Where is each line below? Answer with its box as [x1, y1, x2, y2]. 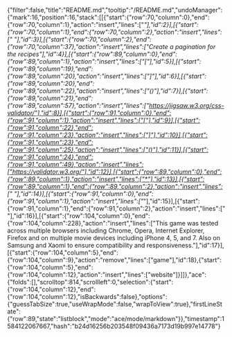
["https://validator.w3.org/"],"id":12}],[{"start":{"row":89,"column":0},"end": [7, 167, 222, 176]
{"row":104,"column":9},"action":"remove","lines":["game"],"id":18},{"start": [7, 256, 222, 264]
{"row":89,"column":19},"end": [7, 65, 93, 73]
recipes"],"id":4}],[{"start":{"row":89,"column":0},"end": [17, 50, 178, 58]
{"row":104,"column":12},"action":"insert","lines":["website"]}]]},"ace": [7, 271, 206, 279]
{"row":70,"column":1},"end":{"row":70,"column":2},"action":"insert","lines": [7, 28, 222, 36]
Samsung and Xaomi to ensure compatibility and [7, 242, 145, 249]
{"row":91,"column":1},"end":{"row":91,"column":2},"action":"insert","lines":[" [7, 204, 226, 212]
